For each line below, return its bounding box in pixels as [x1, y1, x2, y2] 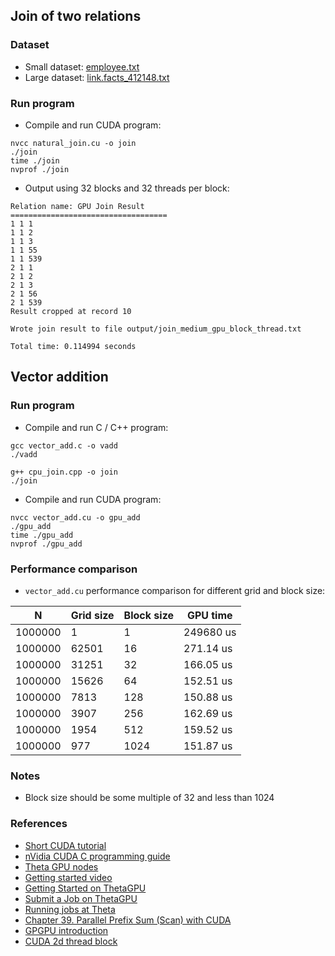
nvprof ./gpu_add [10, 539, 83, 549]
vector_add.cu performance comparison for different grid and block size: [24, 584, 326, 596]
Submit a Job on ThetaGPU [24, 892, 138, 904]
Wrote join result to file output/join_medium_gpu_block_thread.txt [10, 324, 302, 334]
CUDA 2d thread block [24, 935, 118, 947]
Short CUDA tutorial [24, 839, 107, 851]
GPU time [186, 608, 233, 622]
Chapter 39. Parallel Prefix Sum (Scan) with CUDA [24, 914, 232, 926]
